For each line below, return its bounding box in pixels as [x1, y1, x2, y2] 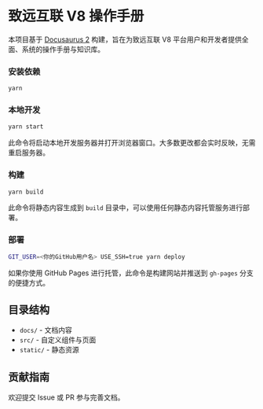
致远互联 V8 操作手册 [8, 7, 144, 25]
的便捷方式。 [8, 278, 49, 287]
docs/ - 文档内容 [19, 326, 72, 335]
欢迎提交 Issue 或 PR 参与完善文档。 [8, 392, 125, 402]
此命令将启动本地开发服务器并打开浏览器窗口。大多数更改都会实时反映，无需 [8, 138, 256, 148]
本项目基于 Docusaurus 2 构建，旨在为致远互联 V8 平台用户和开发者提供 [8, 35, 242, 44]
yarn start [8, 123, 44, 131]
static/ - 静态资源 [19, 345, 80, 355]
